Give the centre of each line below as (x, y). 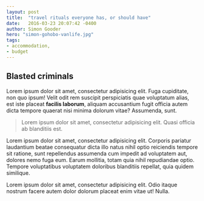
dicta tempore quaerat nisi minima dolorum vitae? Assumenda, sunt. (92, 110)
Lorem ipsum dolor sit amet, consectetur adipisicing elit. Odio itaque (92, 185)
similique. (18, 173)
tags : (13, 40)
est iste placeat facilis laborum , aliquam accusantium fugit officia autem (97, 104)
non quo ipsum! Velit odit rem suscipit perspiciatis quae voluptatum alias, (98, 97)
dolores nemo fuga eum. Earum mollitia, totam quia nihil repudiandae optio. (100, 160)
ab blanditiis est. (42, 129)
